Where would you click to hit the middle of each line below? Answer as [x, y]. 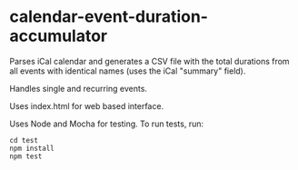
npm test [26, 156]
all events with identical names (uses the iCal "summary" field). [128, 71]
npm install [32, 148]
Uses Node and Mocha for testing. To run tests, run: [107, 124]
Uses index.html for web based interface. [87, 105]
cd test [24, 140]
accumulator [59, 36]
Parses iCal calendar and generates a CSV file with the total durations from [149, 61]
